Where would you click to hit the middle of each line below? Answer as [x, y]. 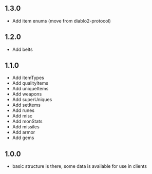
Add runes [23, 110]
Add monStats [27, 121]
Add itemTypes [28, 78]
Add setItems [26, 105]
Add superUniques [32, 100]
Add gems [23, 138]
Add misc [22, 116]
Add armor [24, 132]
